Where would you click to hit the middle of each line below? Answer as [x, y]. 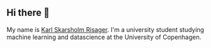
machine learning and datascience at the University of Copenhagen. [104, 37]
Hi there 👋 [28, 13]
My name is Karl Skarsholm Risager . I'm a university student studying [105, 29]
